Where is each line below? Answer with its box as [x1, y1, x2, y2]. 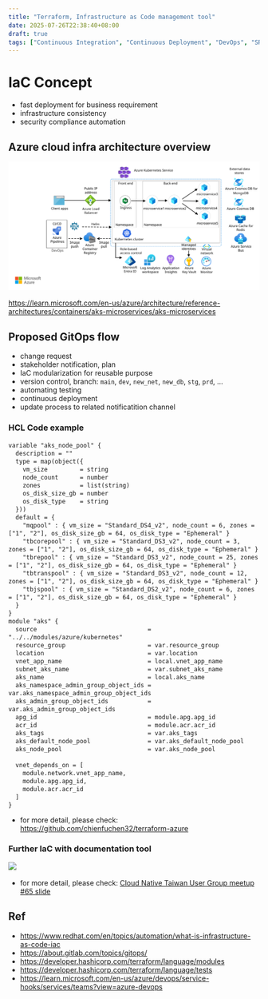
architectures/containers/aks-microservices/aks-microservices [8, 307, 217, 316]
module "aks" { [8, 617, 59, 625]
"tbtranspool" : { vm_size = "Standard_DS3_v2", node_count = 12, [22, 569, 248, 577]
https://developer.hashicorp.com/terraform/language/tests [19, 965, 213, 974]
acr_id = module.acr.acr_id [15, 721, 216, 729]
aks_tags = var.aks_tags [15, 729, 198, 737]
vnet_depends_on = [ [15, 761, 84, 769]
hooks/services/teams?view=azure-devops [19, 981, 164, 991]
